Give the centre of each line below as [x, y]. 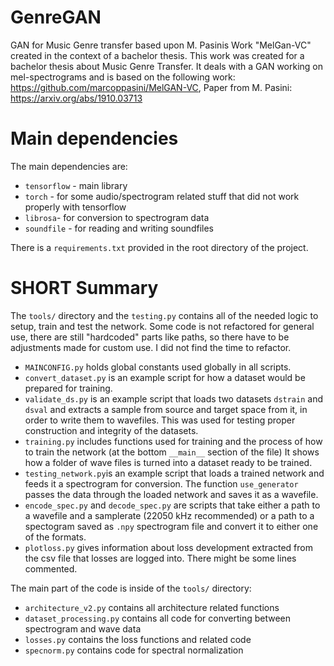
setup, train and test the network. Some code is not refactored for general [162, 326]
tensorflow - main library [76, 185]
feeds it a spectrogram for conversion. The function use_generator [161, 483]
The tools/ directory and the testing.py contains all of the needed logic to [164, 315]
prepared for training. [68, 388]
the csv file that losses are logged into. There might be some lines [160, 558]
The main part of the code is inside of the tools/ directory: [131, 588]
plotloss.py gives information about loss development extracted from [168, 547]
